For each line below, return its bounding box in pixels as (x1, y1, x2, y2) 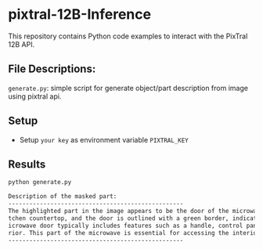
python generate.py (8, 179, 72, 186)
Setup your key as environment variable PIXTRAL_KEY (19, 135, 189, 144)
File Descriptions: (8, 63, 96, 76)
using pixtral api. (8, 92, 62, 101)
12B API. (8, 39, 35, 49)
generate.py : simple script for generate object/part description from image (8, 83, 249, 92)
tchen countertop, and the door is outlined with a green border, (8, 214, 229, 222)
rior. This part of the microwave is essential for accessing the (8, 229, 229, 236)
